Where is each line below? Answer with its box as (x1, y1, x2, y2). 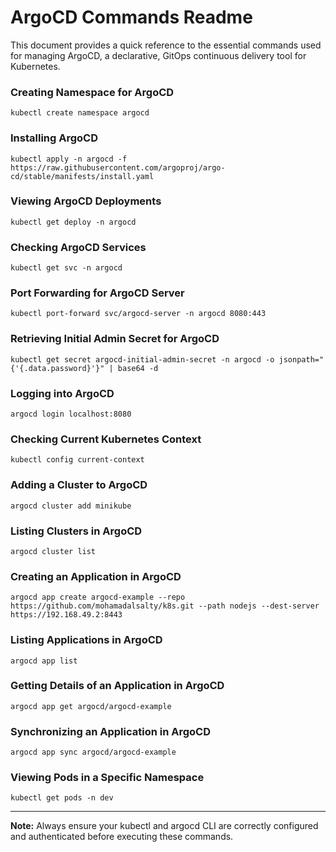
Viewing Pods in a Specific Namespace (10, 771, 205, 785)
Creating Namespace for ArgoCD (10, 85, 175, 99)
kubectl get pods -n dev (10, 793, 114, 803)
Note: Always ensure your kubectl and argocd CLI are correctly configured (10, 820, 319, 832)
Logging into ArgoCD (10, 386, 115, 400)
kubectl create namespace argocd (10, 108, 150, 118)
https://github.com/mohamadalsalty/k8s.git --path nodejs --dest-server (10, 601, 320, 611)
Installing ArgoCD (10, 131, 98, 145)
